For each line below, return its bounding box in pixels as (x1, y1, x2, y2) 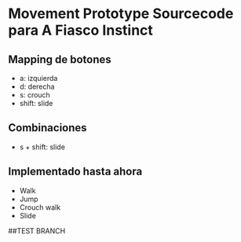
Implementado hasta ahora (8, 165, 143, 178)
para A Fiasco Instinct (8, 21, 153, 39)
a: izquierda (19, 74, 58, 82)
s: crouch (19, 90, 51, 99)
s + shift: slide (19, 142, 65, 152)
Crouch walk (19, 202, 61, 212)
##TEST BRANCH (8, 225, 66, 236)
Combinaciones (8, 121, 88, 134)
